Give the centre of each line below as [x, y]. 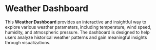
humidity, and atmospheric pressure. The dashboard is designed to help [78, 32]
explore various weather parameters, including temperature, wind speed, [78, 27]
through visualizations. [28, 42]
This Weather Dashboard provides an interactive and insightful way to [76, 22]
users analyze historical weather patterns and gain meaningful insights [76, 37]
